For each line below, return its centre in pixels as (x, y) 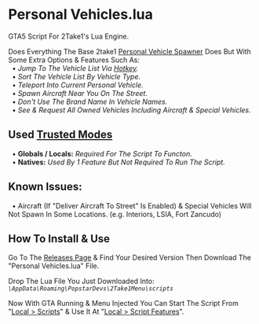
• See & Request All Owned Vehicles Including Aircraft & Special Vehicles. (131, 110)
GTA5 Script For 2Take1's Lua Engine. (69, 36)
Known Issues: (45, 187)
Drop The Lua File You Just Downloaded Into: (81, 282)
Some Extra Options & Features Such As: (74, 60)
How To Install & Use (59, 239)
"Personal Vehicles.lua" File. (54, 266)
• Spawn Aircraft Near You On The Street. (79, 93)
